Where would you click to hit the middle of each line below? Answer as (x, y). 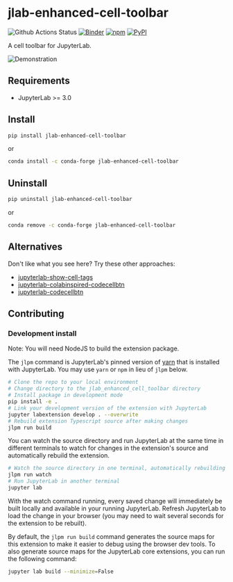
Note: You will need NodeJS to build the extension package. (94, 348)
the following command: (42, 558)
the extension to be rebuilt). (48, 523)
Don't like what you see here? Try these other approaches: (92, 264)
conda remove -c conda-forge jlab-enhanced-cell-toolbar (92, 225)
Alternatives (35, 247)
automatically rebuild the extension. (59, 455)
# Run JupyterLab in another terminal (64, 481)
